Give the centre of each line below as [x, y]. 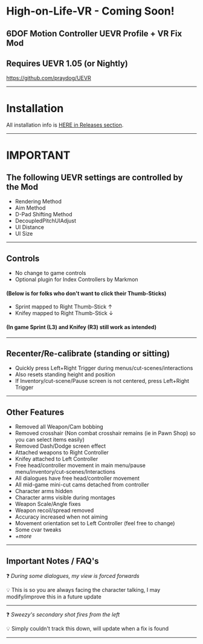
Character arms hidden [44, 491]
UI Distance [29, 227]
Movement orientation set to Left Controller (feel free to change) [95, 523]
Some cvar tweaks [38, 530]
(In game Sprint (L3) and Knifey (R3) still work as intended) [82, 327]
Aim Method [30, 208]
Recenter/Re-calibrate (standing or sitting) [88, 354]
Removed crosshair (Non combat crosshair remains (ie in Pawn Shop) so [105, 433]
